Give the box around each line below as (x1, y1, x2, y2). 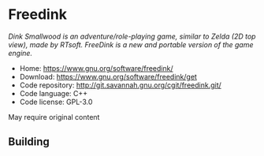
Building (8, 136, 50, 149)
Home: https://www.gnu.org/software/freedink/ (19, 63, 173, 72)
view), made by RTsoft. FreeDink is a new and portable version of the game (8, 39, 254, 49)
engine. (8, 48, 33, 58)
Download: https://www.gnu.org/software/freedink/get (19, 72, 197, 81)
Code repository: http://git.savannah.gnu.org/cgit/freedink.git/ (19, 80, 222, 90)
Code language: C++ (19, 88, 88, 98)
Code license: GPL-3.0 (19, 97, 93, 106)
